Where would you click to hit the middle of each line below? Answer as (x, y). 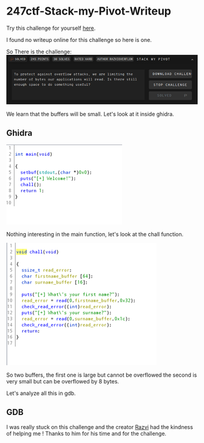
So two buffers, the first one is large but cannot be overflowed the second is (102, 375)
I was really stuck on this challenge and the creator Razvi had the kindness (100, 427)
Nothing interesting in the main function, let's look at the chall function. (95, 234)
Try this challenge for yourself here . (51, 28)
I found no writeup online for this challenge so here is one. (79, 40)
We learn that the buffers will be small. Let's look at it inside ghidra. (90, 114)
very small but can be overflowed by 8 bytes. (63, 381)
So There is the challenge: (39, 51)
